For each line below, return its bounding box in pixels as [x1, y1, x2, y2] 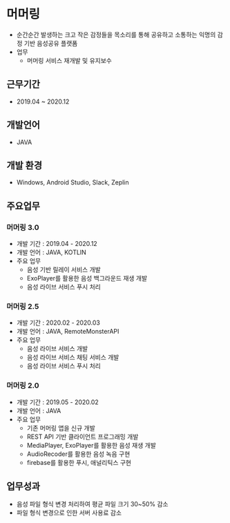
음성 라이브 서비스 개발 [26, 345, 88, 353]
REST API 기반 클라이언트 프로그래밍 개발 [26, 432, 139, 441]
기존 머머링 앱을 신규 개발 [26, 424, 96, 432]
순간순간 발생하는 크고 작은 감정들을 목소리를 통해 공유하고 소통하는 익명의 [16, 30, 216, 39]
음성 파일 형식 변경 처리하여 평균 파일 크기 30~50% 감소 [16, 500, 169, 508]
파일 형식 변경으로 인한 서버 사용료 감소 [16, 508, 122, 517]
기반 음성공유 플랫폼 [23, 39, 78, 47]
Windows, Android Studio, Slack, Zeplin [16, 178, 129, 187]
